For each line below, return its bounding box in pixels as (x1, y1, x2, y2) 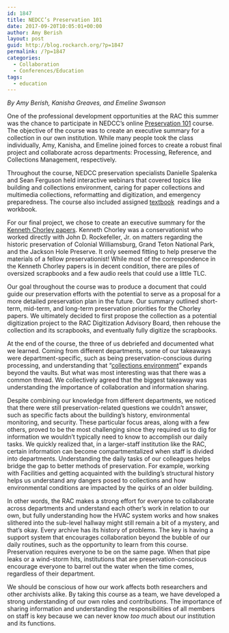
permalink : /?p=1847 (7, 49, 66, 55)
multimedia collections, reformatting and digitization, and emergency (7, 191, 201, 199)
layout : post (7, 36, 44, 42)
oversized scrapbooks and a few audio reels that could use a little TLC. (7, 270, 207, 278)
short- (200, 297, 218, 305)
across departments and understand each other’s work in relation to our (7, 504, 210, 513)
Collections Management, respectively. (7, 155, 117, 164)
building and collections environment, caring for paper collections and (7, 183, 205, 192)
